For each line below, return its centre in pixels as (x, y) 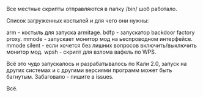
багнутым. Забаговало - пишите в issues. (60, 77)
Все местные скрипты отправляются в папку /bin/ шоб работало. (92, 9)
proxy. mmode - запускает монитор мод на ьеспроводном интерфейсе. (99, 39)
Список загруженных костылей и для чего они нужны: (78, 20)
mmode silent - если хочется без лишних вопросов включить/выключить (102, 45)
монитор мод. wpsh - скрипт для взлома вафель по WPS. (81, 52)
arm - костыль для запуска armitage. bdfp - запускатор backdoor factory (101, 32)
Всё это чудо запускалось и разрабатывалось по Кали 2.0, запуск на (97, 64)
